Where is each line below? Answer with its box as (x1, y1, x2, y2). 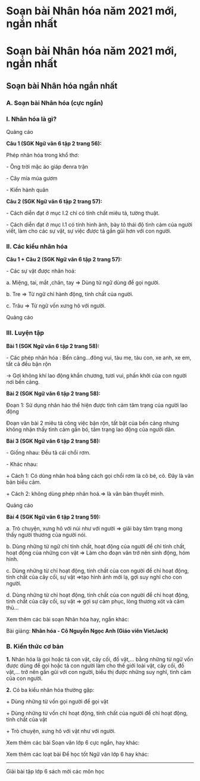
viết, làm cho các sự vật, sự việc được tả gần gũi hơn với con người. (6, 227, 171, 234)
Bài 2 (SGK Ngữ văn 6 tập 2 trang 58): (6, 390, 101, 397)
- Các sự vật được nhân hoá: (6, 267, 76, 274)
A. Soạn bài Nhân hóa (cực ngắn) (6, 99, 104, 107)
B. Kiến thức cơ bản (6, 642, 64, 650)
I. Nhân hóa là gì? (6, 115, 57, 123)
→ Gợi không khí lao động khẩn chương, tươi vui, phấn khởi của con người (6, 372, 187, 379)
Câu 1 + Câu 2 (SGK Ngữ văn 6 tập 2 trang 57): (6, 256, 122, 263)
